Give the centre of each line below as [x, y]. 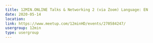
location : [15, 19]
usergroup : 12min [23, 28]
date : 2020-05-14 [23, 14]
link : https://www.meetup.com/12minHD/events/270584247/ [66, 23]
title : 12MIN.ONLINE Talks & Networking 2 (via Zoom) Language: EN [77, 10]
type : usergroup [22, 33]
